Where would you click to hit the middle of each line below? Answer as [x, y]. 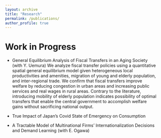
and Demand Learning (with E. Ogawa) [51, 131]
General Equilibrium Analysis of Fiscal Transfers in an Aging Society [80, 61]
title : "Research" [24, 14]
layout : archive [21, 9]
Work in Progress [40, 47]
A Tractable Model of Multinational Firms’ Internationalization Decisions [83, 125]
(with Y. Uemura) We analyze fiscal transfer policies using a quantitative [84, 65]
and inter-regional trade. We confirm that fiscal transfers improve [77, 81]
